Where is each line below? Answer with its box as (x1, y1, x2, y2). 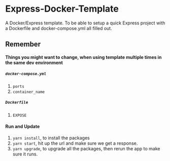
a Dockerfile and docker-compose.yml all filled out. (5, 25, 113, 31)
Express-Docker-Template (5, 3, 119, 15)
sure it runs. (12, 151, 38, 157)
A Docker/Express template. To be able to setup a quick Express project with (5, 20, 165, 26)
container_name (12, 89, 45, 94)
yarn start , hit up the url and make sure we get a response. (12, 140, 138, 146)
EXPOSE (12, 113, 27, 118)
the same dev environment (5, 59, 63, 66)
